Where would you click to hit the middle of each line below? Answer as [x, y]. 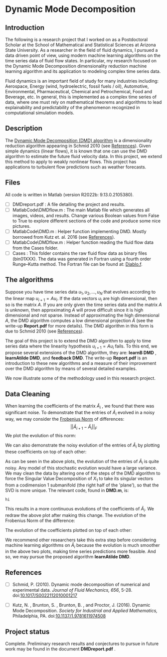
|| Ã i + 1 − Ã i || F [84, 427]
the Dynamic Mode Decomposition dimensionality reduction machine [76, 66]
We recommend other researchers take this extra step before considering [81, 540]
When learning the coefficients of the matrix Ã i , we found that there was [80, 406]
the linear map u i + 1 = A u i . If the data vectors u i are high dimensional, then [81, 299]
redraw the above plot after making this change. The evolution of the [76, 515]
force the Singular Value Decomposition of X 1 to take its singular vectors [79, 479]
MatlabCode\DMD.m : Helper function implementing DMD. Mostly [79, 231]
